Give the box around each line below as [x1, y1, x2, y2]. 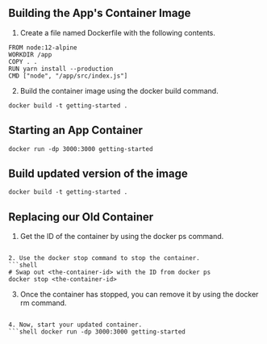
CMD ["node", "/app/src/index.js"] [8, 72, 128, 80]
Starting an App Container [8, 124, 144, 137]
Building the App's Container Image [8, 6, 191, 20]
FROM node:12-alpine [8, 44, 78, 52]
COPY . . [8, 57, 38, 65]
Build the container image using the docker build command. [19, 86, 219, 95]
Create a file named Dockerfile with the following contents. [19, 27, 216, 37]
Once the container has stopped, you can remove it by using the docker [19, 290, 259, 300]
